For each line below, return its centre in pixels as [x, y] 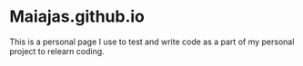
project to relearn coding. [57, 51]
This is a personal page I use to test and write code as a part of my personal [152, 42]
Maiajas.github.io [77, 17]
